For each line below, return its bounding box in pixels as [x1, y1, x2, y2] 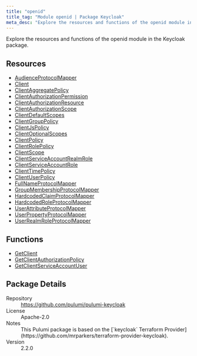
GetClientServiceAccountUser [14, 262, 88, 269]
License [6, 307, 25, 314]
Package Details [6, 279, 66, 289]
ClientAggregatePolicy [14, 87, 69, 94]
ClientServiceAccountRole [14, 162, 78, 169]
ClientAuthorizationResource [14, 99, 84, 106]
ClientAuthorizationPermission [14, 93, 89, 100]
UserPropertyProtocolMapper [14, 211, 87, 218]
